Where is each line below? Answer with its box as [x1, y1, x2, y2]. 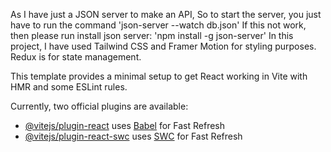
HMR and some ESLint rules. [10, 81, 128, 93]
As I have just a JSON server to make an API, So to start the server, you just [10, 9, 322, 20]
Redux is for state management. [10, 51, 142, 63]
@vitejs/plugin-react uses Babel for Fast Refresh [24, 120, 226, 131]
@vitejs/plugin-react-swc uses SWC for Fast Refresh [24, 130, 243, 142]
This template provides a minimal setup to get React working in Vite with [10, 70, 308, 82]
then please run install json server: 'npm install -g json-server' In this [10, 30, 294, 41]
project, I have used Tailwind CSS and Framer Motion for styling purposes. [10, 40, 317, 52]
